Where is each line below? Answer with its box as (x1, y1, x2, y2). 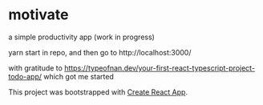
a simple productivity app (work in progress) (8, 32, 155, 42)
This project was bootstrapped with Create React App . (8, 87, 188, 97)
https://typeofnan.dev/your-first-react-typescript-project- (63, 63, 255, 73)
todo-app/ (8, 71, 42, 81)
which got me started (43, 71, 115, 81)
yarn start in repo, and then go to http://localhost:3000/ (8, 47, 192, 57)
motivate (8, 6, 69, 24)
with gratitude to (8, 63, 63, 73)
